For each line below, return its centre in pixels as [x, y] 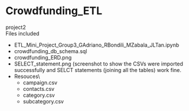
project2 [16, 27]
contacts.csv [38, 89]
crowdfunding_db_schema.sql [50, 51]
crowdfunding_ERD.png [43, 57]
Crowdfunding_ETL [54, 11]
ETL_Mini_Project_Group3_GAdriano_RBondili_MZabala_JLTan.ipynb [97, 45]
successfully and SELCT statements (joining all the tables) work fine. [97, 70]
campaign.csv [40, 82]
